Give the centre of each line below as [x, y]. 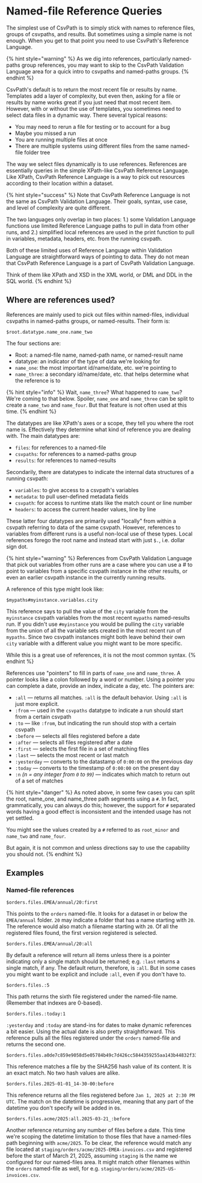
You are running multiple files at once [61, 139]
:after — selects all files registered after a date [74, 742]
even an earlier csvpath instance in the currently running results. [86, 577]
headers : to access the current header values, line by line [85, 509]
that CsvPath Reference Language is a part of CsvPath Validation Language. [101, 263]
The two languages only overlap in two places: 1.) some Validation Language [101, 219]
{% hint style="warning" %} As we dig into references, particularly [89, 58]
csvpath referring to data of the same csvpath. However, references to [93, 527]
